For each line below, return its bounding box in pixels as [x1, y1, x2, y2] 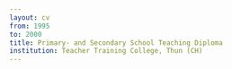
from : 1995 [9, 22, 50, 30]
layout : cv [9, 13, 50, 22]
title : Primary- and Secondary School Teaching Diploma [9, 38, 223, 47]
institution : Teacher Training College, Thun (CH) [9, 47, 203, 56]
